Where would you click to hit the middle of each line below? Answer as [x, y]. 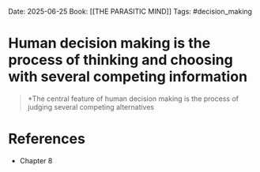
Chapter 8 [36, 160]
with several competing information [128, 77]
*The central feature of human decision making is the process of [133, 99]
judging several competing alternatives [91, 107]
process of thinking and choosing [121, 60]
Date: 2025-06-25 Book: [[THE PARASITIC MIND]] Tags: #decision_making [130, 11]
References [47, 139]
